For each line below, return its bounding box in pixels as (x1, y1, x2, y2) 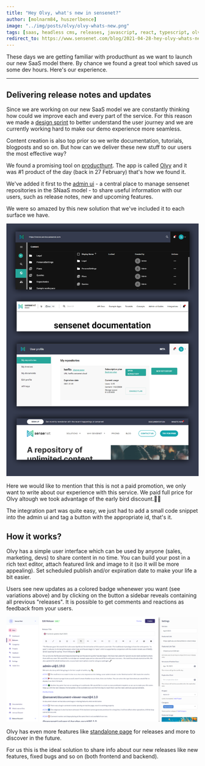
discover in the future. (6, 734, 62, 742)
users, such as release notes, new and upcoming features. (6, 193, 154, 200)
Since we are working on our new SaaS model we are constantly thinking (6, 106, 190, 113)
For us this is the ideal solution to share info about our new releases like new (6, 746, 198, 754)
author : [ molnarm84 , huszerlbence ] (6, 16, 97, 23)
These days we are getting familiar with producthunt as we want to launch (6, 53, 192, 60)
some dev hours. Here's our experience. (6, 66, 108, 73)
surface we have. (6, 211, 50, 219)
